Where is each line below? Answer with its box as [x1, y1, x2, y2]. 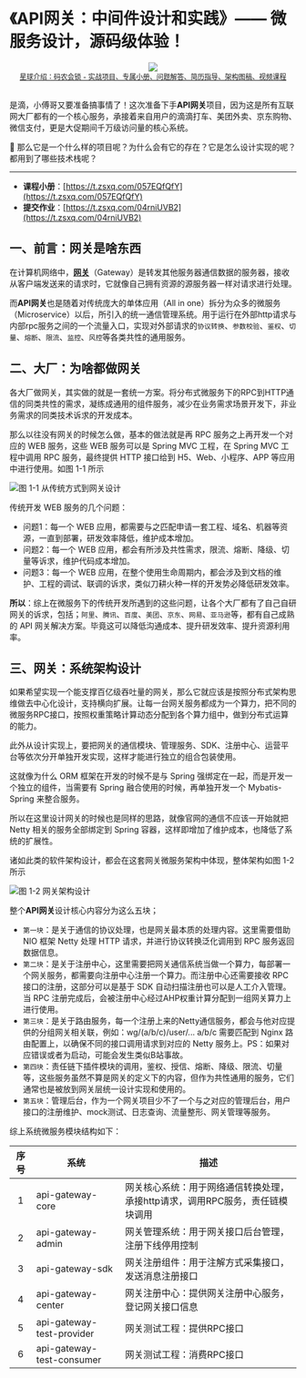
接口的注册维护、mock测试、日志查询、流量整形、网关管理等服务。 [22, 1107, 276, 1118]
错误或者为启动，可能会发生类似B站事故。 [30, 1049, 189, 1061]
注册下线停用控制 [124, 1240, 199, 1252]
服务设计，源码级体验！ [9, 31, 186, 52]
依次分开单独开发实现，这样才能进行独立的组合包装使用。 [25, 751, 241, 762]
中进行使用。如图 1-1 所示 [9, 463, 105, 474]
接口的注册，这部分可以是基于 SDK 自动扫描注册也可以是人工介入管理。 [22, 981, 291, 993]
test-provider [36, 1327, 95, 1340]
